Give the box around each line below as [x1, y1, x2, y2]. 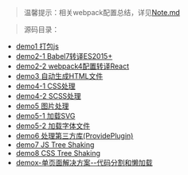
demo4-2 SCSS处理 [15, 91, 81, 100]
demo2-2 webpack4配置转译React [15, 61, 130, 71]
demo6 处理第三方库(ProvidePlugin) [15, 131, 134, 140]
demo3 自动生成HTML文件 [15, 72, 104, 80]
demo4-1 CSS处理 [15, 81, 76, 91]
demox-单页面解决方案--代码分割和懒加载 [15, 158, 153, 167]
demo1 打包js [15, 41, 60, 51]
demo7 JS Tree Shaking [15, 140, 95, 150]
